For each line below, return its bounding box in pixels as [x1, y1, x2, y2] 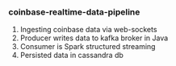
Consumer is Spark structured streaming [19, 42, 156, 52]
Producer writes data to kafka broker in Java [19, 33, 169, 43]
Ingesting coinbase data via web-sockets [19, 25, 157, 35]
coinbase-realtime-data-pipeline [8, 6, 140, 18]
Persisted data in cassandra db [19, 51, 124, 60]
